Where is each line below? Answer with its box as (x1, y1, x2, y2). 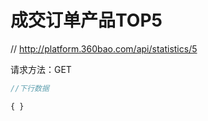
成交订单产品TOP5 (10, 9, 163, 32)
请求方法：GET (10, 63, 72, 75)
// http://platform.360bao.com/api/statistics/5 (10, 42, 198, 55)
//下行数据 (10, 83, 50, 93)
